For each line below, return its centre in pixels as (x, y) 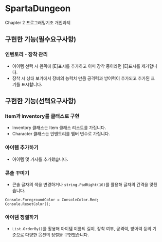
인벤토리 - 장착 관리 (26, 55)
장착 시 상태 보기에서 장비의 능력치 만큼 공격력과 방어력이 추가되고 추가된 (81, 78)
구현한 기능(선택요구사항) (41, 101)
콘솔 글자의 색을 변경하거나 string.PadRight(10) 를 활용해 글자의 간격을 (80, 184)
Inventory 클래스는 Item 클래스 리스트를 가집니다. (59, 128)
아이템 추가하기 (22, 148)
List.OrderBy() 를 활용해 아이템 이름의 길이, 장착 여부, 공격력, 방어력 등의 (82, 229)
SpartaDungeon (38, 9)
